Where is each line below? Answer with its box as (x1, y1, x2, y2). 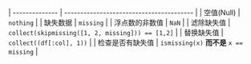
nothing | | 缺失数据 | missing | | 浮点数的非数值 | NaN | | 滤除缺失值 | (8, 18, 231, 27)
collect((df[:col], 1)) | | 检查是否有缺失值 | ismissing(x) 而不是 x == (8, 38, 243, 47)
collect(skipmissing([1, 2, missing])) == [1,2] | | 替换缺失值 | (8, 28, 225, 37)
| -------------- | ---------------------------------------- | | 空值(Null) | (8, 8, 241, 17)
